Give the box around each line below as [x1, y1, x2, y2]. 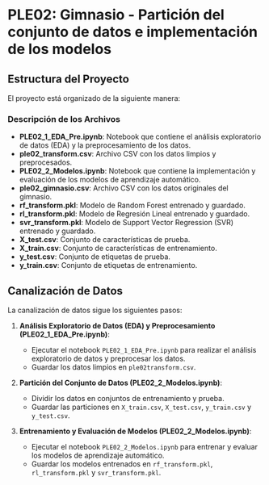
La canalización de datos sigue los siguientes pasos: [7, 305, 183, 316]
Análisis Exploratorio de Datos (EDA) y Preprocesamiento [19, 321, 216, 331]
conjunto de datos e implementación [7, 23, 258, 41]
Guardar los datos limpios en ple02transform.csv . [31, 362, 196, 372]
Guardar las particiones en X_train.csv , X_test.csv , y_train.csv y [31, 402, 252, 412]
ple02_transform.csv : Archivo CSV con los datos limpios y [19, 149, 216, 159]
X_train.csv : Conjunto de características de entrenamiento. [19, 244, 217, 253]
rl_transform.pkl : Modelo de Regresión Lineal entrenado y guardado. [19, 209, 250, 219]
